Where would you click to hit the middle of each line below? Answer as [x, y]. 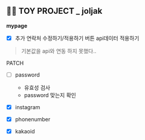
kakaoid [25, 132]
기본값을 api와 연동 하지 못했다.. [59, 51]
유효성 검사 [37, 87]
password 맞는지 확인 [50, 95]
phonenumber [33, 119]
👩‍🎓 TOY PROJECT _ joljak [54, 11]
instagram [27, 107]
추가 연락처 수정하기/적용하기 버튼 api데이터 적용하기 [77, 38]
